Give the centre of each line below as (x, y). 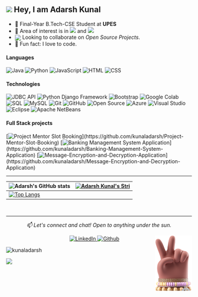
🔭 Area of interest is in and (50, 31)
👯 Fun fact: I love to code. (46, 44)
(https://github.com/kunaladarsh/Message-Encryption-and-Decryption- (93, 161)
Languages (20, 57)
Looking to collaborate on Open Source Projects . (81, 37)
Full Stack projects (29, 123)
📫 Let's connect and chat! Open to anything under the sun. (99, 225)
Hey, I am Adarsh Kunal (57, 10)
